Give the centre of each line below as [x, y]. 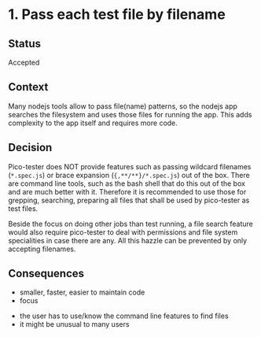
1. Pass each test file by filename [117, 15]
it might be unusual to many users [74, 324]
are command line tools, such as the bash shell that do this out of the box [127, 183]
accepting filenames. [42, 249]
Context [28, 87]
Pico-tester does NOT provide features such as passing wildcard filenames [130, 166]
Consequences [46, 274]
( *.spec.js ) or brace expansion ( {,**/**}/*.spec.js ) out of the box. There [129, 175]
